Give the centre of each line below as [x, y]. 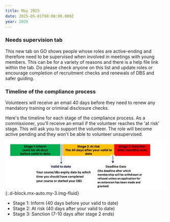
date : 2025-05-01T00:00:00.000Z [39, 16]
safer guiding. [20, 78]
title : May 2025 [22, 11]
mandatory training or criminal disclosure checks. [57, 108]
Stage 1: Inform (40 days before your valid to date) [65, 203]
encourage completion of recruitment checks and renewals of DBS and [80, 73]
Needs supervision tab [34, 40]
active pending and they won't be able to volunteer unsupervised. [74, 134]
